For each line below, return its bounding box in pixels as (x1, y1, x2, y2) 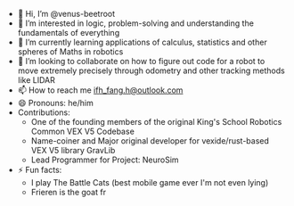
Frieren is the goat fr (30, 187, 107, 197)
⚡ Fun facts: (17, 165, 62, 175)
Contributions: (17, 107, 70, 118)
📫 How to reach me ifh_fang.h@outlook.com (17, 85, 184, 95)
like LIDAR (17, 75, 56, 85)
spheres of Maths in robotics (17, 46, 124, 57)
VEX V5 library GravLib (30, 145, 116, 155)
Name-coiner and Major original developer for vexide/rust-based (30, 136, 270, 146)
